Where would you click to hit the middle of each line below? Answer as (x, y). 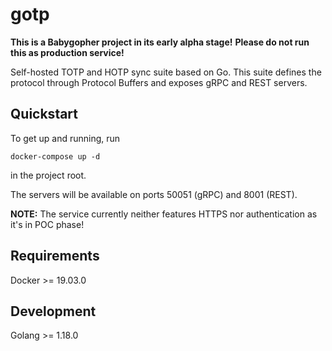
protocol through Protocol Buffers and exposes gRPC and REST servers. (159, 82)
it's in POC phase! (47, 224)
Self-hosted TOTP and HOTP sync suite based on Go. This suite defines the (166, 72)
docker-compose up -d (55, 156)
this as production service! (67, 52)
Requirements (55, 256)
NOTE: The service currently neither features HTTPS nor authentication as (164, 214)
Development (53, 311)
